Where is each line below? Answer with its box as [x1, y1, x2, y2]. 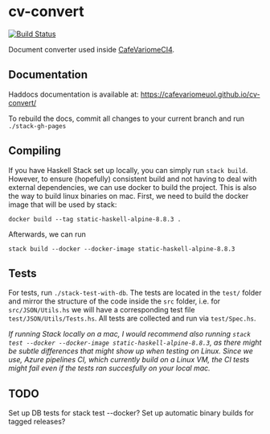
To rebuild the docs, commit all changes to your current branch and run [8, 114, 245, 123]
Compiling [8, 144, 62, 158]
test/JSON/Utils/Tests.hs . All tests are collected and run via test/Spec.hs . [8, 313, 256, 324]
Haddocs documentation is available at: [8, 89, 139, 99]
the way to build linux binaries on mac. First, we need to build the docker [8, 191, 249, 200]
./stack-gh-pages [8, 122, 67, 130]
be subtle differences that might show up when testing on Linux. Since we [8, 346, 253, 356]
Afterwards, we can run [8, 229, 86, 239]
